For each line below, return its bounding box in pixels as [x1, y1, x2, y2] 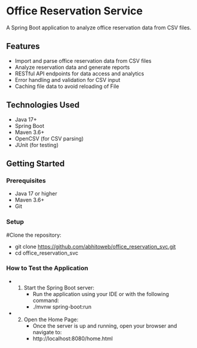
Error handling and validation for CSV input [14, 76, 121, 83]
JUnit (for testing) [14, 141, 59, 148]
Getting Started [6, 158, 65, 169]
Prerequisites [6, 176, 46, 185]
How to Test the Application [6, 264, 88, 273]
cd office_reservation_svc [14, 249, 79, 257]
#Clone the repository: [6, 231, 61, 239]
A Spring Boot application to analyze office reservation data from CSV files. [6, 24, 192, 31]
